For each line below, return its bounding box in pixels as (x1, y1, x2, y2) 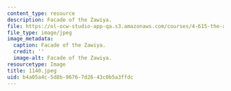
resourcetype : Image (7, 61, 67, 68)
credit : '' (13, 49, 45, 55)
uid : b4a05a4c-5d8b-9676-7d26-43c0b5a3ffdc (7, 73, 134, 81)
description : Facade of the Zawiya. (7, 16, 112, 23)
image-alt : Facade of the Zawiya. (13, 55, 112, 62)
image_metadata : (7, 36, 54, 42)
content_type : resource (7, 10, 76, 17)
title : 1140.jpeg (7, 67, 57, 74)
